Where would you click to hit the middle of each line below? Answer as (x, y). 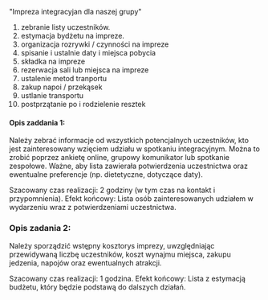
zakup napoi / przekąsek (61, 87)
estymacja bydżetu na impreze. (73, 36)
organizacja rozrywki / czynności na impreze (95, 44)
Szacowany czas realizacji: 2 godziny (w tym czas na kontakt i (112, 190)
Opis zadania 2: (40, 228)
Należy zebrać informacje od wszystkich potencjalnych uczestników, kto (129, 141)
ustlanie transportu (52, 95)
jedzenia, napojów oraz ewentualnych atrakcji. (85, 263)
